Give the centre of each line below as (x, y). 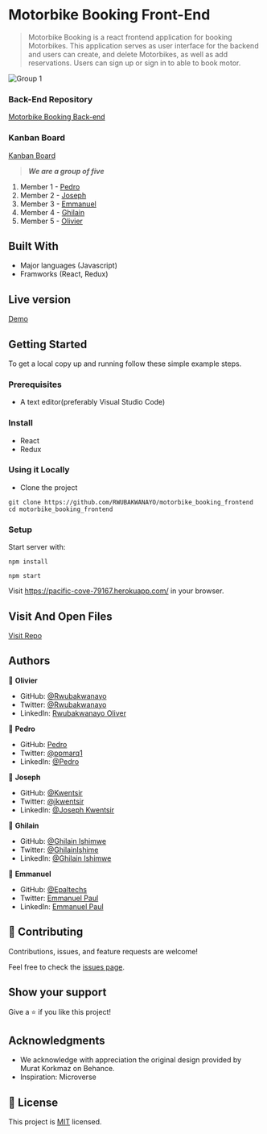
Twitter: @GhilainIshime (59, 849)
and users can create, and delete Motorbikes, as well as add (128, 54)
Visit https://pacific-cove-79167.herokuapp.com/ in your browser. (116, 591)
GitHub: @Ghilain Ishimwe (63, 841)
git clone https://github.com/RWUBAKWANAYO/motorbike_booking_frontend (131, 502)
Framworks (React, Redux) (64, 274)
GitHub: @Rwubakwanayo (63, 696)
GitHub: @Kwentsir (51, 792)
